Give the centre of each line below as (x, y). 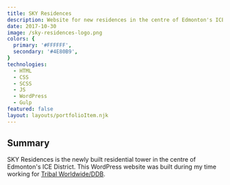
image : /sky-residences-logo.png (55, 33)
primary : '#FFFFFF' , (42, 45)
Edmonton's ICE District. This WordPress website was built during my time (112, 167)
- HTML (23, 71)
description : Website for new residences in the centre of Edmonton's (110, 20)
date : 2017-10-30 (32, 26)
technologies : (27, 64)
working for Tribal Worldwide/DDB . (56, 174)
